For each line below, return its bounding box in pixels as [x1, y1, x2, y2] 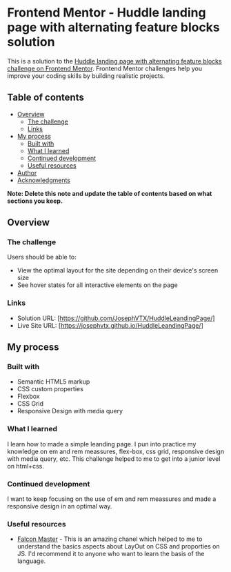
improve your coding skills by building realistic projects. [7, 71, 165, 80]
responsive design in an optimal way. [7, 502, 112, 511]
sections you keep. [7, 197, 63, 205]
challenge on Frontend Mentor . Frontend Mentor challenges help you [7, 64, 202, 72]
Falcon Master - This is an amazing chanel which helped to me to [17, 535, 203, 543]
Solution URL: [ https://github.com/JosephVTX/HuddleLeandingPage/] [17, 314, 215, 322]
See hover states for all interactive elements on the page [17, 281, 178, 289]
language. [17, 557, 46, 565]
